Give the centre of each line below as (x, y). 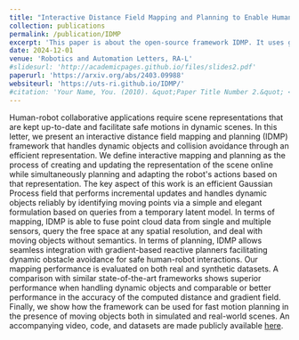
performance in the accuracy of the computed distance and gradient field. (145, 297)
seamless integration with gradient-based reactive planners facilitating (139, 249)
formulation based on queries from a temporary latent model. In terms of (142, 212)
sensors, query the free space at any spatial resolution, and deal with (136, 231)
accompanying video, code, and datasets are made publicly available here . (146, 325)
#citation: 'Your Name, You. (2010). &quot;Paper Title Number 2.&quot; (147, 92)
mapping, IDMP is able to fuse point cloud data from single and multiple (140, 221)
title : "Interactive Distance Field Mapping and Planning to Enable (139, 17)
